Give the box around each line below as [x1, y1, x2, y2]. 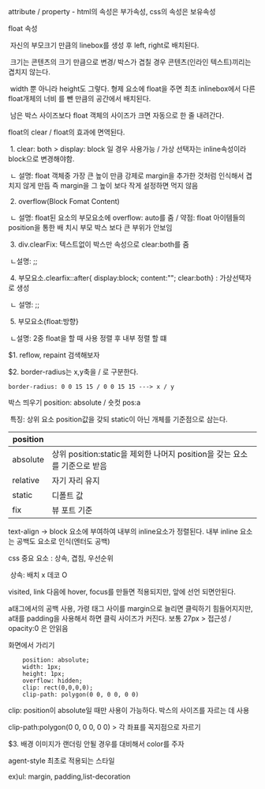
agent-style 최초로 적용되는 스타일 [8, 756, 115, 765]
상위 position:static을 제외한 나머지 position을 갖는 [51, 449, 231, 459]
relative [12, 475, 40, 485]
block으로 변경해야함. [8, 154, 75, 164]
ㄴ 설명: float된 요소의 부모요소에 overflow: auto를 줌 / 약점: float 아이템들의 [9, 213, 246, 222]
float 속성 [8, 24, 38, 33]
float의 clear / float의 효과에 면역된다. [8, 127, 125, 137]
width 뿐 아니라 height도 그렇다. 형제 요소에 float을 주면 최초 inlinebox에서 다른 [9, 84, 256, 93]
